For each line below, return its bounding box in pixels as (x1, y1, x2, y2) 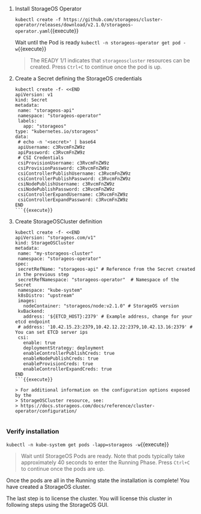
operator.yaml (14, 28, 50, 34)
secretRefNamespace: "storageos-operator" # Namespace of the (17, 277, 179, 283)
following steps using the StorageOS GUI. (6, 501, 109, 509)
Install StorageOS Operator (14, 5, 82, 12)
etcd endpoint (14, 319, 50, 325)
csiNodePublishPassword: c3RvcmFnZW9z (17, 186, 115, 192)
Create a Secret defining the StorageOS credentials (14, 75, 142, 82)
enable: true (23, 340, 56, 346)
